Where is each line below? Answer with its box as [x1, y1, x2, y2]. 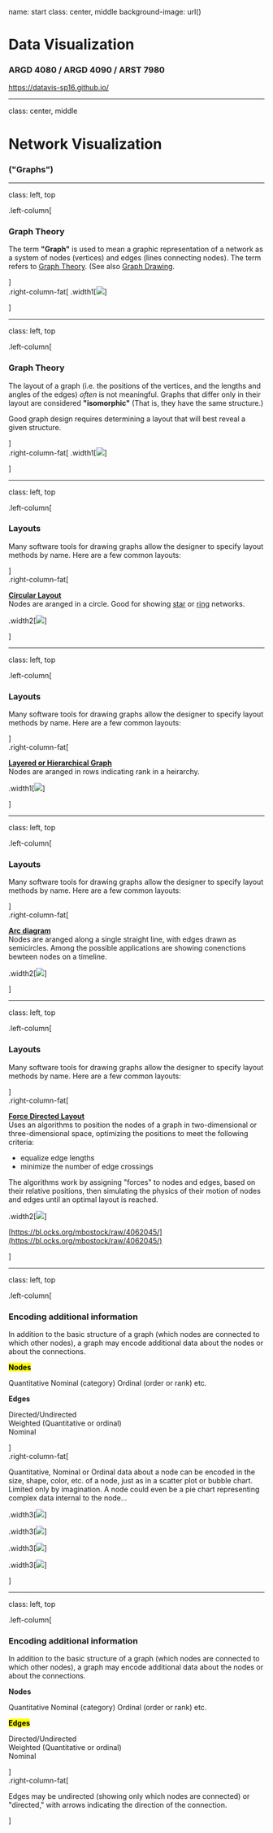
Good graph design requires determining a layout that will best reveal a [8, 414, 246, 424]
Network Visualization [8, 134, 162, 153]
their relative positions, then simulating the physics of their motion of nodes [8, 1186, 262, 1195]
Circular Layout [8, 590, 62, 600]
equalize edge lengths [19, 1152, 95, 1162]
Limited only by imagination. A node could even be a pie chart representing [8, 1484, 260, 1495]
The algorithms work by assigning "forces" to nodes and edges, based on [8, 1177, 256, 1186]
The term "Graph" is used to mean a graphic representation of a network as [8, 244, 264, 255]
